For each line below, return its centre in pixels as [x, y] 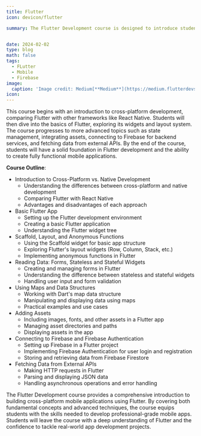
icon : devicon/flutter [34, 17]
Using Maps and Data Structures [55, 288]
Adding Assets [33, 313]
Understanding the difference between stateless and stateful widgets [109, 275]
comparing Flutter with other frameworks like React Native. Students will [95, 118]
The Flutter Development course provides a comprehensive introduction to [98, 395]
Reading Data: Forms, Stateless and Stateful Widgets [80, 262]
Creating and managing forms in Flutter [72, 269]
